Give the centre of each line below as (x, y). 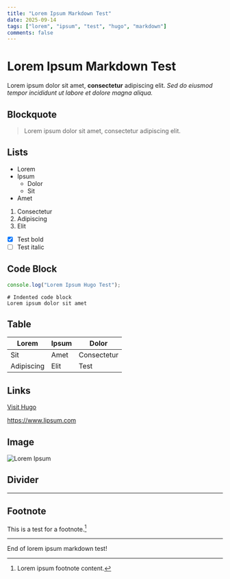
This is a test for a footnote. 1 (47, 528)
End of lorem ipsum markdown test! (57, 549)
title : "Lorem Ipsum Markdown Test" (59, 13)
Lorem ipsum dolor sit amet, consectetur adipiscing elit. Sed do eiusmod (110, 86)
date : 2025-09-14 (32, 20)
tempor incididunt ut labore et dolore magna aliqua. (80, 93)
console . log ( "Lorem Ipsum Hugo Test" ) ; (64, 285)
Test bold (30, 239)
